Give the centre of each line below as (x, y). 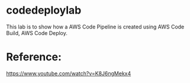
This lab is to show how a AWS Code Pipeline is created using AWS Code (95, 27)
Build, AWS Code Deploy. (37, 33)
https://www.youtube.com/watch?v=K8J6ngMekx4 (69, 73)
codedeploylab (44, 10)
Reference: (34, 57)
